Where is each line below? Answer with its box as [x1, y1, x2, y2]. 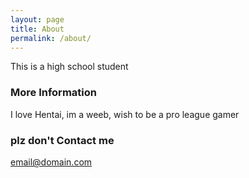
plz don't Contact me [10, 133, 115, 147]
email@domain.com [10, 156, 93, 168]
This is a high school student [10, 61, 129, 73]
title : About [10, 24, 65, 34]
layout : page [10, 14, 65, 25]
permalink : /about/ [10, 33, 92, 43]
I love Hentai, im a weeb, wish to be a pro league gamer [10, 108, 240, 120]
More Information [10, 86, 97, 100]
